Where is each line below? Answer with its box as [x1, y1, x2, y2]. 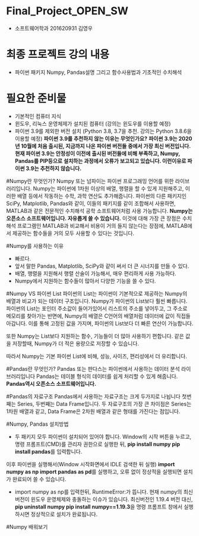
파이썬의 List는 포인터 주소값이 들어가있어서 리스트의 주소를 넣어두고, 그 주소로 [6, 305, 188, 312]
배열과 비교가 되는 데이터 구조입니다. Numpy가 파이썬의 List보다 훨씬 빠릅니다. [6, 297, 188, 305]
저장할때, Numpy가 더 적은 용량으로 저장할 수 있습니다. [12, 340, 140, 347]
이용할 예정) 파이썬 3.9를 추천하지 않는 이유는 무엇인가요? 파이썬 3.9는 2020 [14, 135, 192, 142]
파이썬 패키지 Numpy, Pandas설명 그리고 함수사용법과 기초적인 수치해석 [14, 69, 182, 76]
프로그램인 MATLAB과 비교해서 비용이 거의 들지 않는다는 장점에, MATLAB [17, 222, 188, 229]
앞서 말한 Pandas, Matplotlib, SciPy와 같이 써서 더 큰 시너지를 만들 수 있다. [14, 262, 189, 269]
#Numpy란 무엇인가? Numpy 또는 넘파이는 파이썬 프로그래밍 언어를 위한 [6, 177, 174, 184]
